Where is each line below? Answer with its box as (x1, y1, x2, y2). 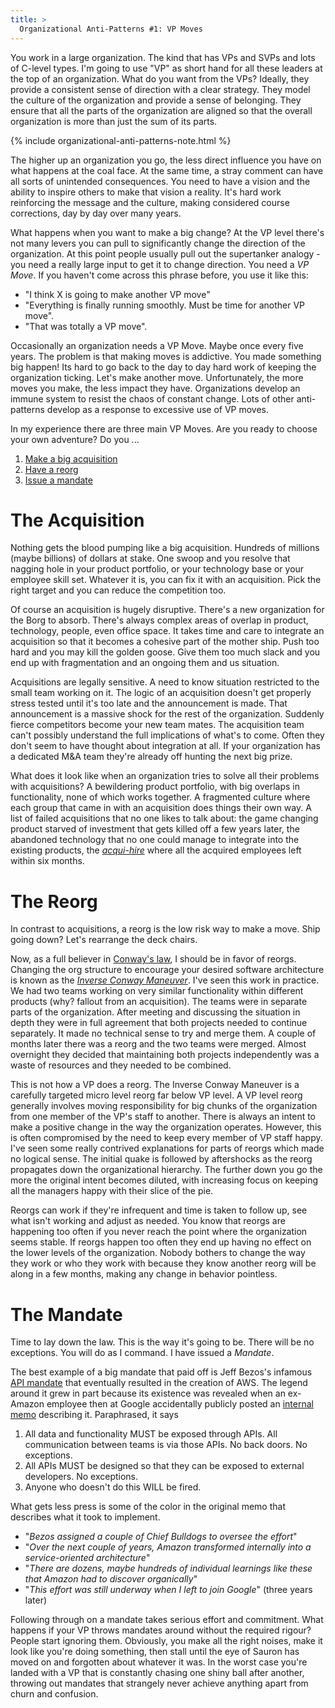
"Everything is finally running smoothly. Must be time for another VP (24, 299, 306, 311)
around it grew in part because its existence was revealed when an (10, 1387, 286, 1400)
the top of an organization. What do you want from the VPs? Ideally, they (10, 72, 310, 85)
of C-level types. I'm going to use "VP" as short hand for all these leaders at (10, 62, 323, 74)
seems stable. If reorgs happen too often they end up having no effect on (10, 1236, 312, 1248)
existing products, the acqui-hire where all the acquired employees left (10, 844, 302, 856)
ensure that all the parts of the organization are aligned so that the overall (10, 104, 313, 116)
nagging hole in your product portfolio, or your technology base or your (10, 563, 305, 575)
